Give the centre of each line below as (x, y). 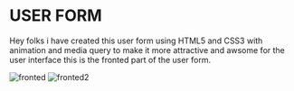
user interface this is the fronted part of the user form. (110, 59)
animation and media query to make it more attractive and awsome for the (147, 50)
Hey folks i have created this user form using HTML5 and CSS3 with (136, 41)
